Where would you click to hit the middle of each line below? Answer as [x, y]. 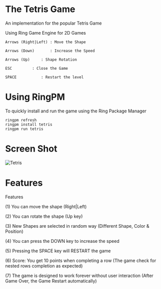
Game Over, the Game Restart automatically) [51, 281]
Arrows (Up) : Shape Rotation [41, 59]
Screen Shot [31, 149]
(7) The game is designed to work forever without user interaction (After [79, 275]
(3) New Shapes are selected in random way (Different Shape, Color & [77, 226]
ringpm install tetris [29, 124]
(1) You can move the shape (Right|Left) [46, 206]
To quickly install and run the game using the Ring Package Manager [76, 111]
